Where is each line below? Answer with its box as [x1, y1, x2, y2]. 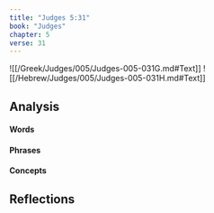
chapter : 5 [9, 30, 50, 39]
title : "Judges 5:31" [9, 13, 91, 23]
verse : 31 [9, 38, 47, 48]
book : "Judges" [9, 22, 67, 31]
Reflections [9, 191, 76, 207]
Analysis [9, 98, 60, 114]
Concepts [9, 165, 47, 176]
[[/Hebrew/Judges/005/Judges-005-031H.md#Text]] [9, 73, 206, 84]
